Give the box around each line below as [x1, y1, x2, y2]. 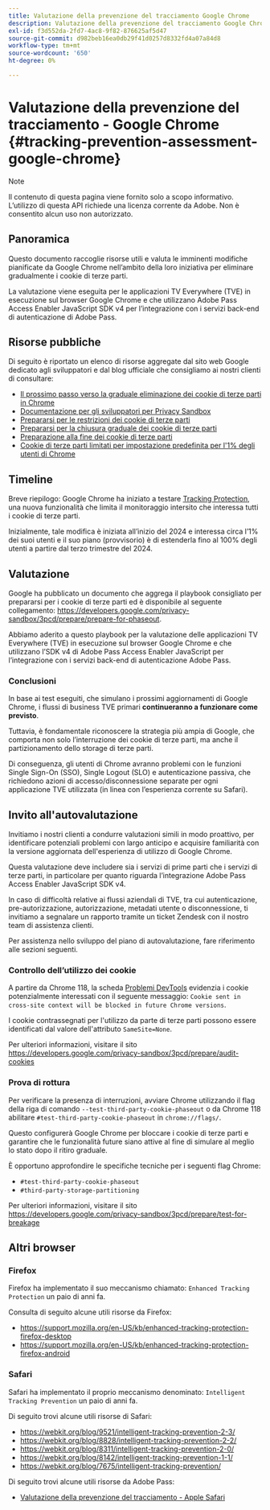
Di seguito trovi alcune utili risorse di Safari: [8, 1411, 153, 1421]
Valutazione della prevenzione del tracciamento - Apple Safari [19, 1492, 226, 1502]
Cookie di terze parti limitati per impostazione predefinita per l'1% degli [19, 440, 256, 451]
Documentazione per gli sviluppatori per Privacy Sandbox [19, 406, 211, 416]
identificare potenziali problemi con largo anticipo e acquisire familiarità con [8, 838, 260, 848]
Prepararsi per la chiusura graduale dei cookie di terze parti [19, 423, 217, 433]
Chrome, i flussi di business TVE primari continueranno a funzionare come [8, 702, 259, 712]
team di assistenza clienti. [8, 921, 94, 930]
